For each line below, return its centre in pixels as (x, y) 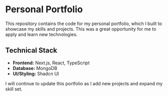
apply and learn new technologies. (41, 34)
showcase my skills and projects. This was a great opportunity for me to (81, 29)
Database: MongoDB (35, 68)
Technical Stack (31, 50)
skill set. (14, 89)
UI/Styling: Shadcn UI (36, 74)
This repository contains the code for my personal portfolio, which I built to (84, 23)
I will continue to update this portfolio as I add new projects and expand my (84, 83)
